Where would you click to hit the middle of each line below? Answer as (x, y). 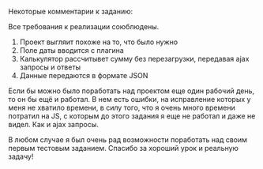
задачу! (21, 156)
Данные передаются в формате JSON (84, 75)
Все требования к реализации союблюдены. (84, 26)
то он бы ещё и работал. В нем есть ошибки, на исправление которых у (130, 99)
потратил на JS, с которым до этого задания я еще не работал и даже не (132, 116)
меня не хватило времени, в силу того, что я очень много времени (122, 107)
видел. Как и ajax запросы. (53, 124)
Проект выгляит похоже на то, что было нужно (99, 42)
